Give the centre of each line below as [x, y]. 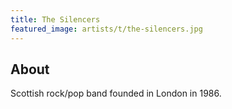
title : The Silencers [55, 19]
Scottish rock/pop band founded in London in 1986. [116, 93]
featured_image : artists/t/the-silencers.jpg [106, 29]
